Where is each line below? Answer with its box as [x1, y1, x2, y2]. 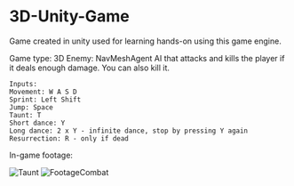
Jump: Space [9, 102, 53, 112]
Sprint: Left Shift [9, 95, 82, 104]
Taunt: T [9, 110, 42, 119]
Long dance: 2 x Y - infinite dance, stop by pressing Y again [9, 126, 249, 135]
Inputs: [9, 79, 38, 88]
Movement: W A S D [9, 87, 77, 96]
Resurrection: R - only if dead [9, 133, 129, 143]
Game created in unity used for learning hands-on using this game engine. [9, 36, 282, 46]
